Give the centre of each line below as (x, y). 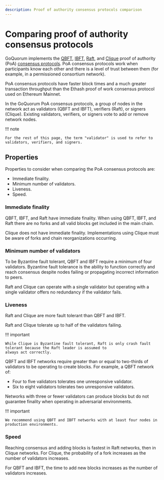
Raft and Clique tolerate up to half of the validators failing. (64, 325)
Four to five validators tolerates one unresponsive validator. (72, 382)
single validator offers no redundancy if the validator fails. (64, 292)
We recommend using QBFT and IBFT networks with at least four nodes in (81, 420)
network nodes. (21, 119)
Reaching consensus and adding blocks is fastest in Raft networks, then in (81, 447)
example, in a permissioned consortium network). (55, 74)
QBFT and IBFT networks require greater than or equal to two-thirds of (77, 362)
